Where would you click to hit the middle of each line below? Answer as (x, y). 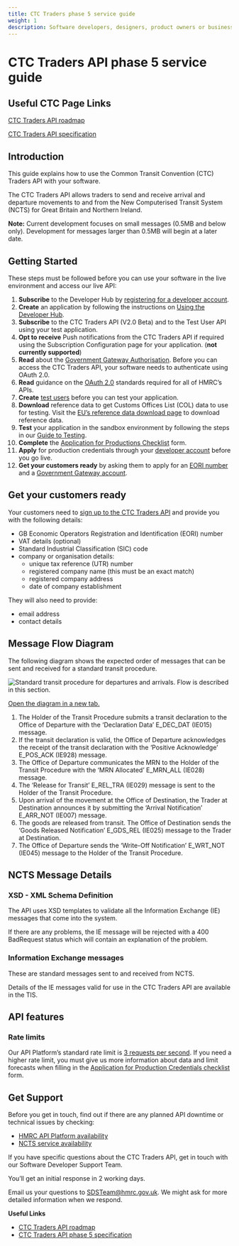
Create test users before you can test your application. (99, 397)
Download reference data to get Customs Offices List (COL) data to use (123, 405)
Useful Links (27, 1213)
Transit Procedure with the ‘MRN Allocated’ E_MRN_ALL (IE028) (111, 770)
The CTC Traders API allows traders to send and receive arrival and (107, 195)
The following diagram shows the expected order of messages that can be (117, 661)
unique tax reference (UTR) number (81, 563)
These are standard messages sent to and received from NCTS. (101, 974)
